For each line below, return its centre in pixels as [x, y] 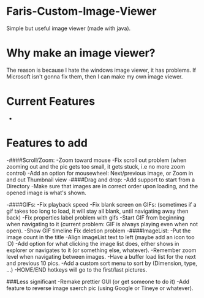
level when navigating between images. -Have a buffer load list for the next [101, 256]
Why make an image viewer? [81, 53]
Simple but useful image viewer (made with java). [69, 28]
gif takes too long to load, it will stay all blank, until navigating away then [97, 211]
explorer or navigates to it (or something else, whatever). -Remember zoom [101, 250]
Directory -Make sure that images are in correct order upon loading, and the [102, 186]
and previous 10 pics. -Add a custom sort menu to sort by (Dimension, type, [102, 263]
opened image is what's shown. [47, 193]
